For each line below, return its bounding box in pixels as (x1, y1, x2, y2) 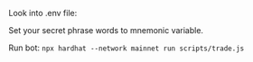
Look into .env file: (8, 8, 78, 18)
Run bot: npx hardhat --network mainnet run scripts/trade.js (8, 42, 245, 53)
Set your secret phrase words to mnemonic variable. (8, 25, 204, 35)
